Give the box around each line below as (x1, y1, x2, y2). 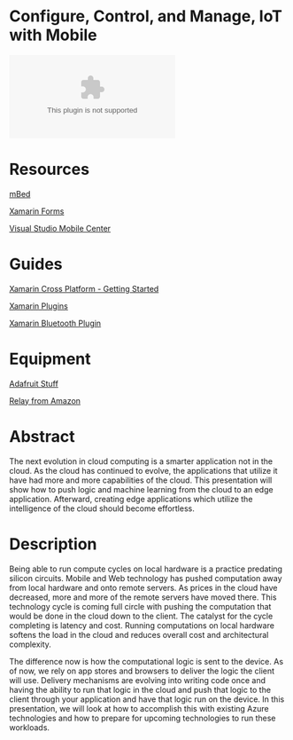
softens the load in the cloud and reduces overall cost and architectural (9, 629, 269, 640)
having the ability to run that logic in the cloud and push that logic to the (9, 684, 272, 695)
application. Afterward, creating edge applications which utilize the (9, 493, 253, 504)
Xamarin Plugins (9, 300, 68, 311)
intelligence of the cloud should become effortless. (9, 503, 195, 514)
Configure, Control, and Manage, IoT (9, 6, 283, 27)
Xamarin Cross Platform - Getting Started (9, 283, 159, 294)
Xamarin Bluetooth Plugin (9, 318, 102, 328)
